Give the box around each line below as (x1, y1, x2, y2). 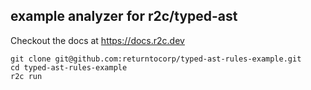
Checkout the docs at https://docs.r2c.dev (10, 34, 185, 46)
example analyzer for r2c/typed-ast (10, 8, 238, 25)
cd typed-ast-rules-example (10, 62, 128, 73)
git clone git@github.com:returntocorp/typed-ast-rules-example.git (10, 54, 302, 64)
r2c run (10, 71, 43, 81)
